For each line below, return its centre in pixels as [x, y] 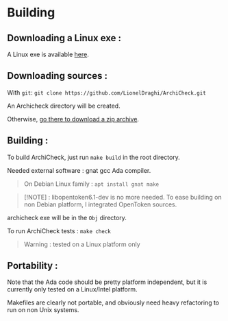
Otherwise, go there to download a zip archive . [73, 119]
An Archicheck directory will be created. [64, 106]
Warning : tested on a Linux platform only [82, 244]
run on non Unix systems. [43, 310]
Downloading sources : [58, 76]
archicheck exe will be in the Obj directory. [67, 217]
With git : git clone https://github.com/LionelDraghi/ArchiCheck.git [107, 92]
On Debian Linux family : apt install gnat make [91, 184]
